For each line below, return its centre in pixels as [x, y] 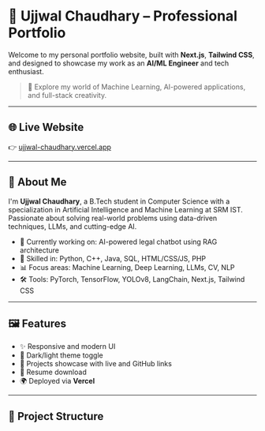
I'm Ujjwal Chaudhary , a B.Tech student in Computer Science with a [119, 201]
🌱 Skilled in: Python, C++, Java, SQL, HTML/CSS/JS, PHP [113, 258]
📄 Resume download [53, 372]
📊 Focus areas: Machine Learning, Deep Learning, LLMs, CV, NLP [127, 267]
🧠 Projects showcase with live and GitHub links [95, 364]
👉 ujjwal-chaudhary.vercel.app [60, 147]
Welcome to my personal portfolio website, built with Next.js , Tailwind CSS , [131, 54]
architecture [39, 250]
